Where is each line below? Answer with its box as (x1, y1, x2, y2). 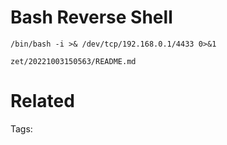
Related (10, 90, 75, 113)
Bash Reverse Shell (10, 6, 173, 29)
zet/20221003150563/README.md (10, 56, 137, 66)
